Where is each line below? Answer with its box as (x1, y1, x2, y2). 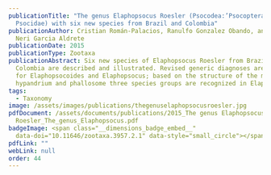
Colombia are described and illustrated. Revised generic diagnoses (15, 65, 251, 73)
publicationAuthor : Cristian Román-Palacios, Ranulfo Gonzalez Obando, (8, 27, 254, 35)
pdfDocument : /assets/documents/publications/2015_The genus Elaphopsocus (8, 110, 265, 118)
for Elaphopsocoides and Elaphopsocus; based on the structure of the (15, 72, 258, 80)
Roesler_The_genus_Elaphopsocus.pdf (15, 117, 139, 125)
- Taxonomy (15, 94, 52, 102)
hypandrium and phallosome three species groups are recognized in (15, 79, 248, 87)
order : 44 (8, 154, 42, 162)
